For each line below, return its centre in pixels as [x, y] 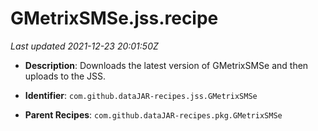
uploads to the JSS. [65, 76]
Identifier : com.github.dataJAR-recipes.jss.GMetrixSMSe [141, 95]
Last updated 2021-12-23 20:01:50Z [84, 46]
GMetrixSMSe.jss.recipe [114, 18]
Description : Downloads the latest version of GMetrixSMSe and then [166, 65]
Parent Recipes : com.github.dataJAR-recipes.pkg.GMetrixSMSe [153, 114]
